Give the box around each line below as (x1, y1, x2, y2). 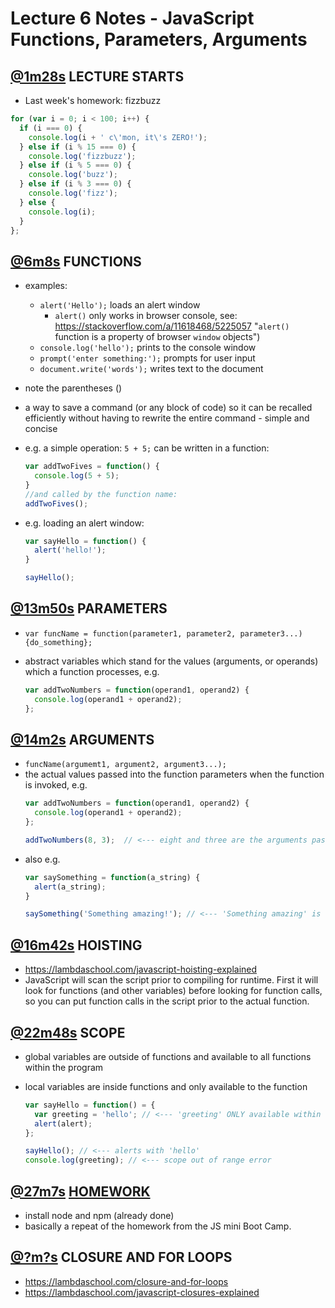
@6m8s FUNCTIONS (10, 253, 142, 270)
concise (24, 423, 58, 435)
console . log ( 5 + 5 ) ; (34, 471, 120, 481)
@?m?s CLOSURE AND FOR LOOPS (10, 1249, 233, 1266)
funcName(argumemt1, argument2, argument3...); (24, 760, 227, 770)
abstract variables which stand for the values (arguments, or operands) (24, 655, 319, 667)
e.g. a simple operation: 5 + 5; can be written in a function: (24, 442, 270, 454)
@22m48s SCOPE (10, 1024, 126, 1041)
